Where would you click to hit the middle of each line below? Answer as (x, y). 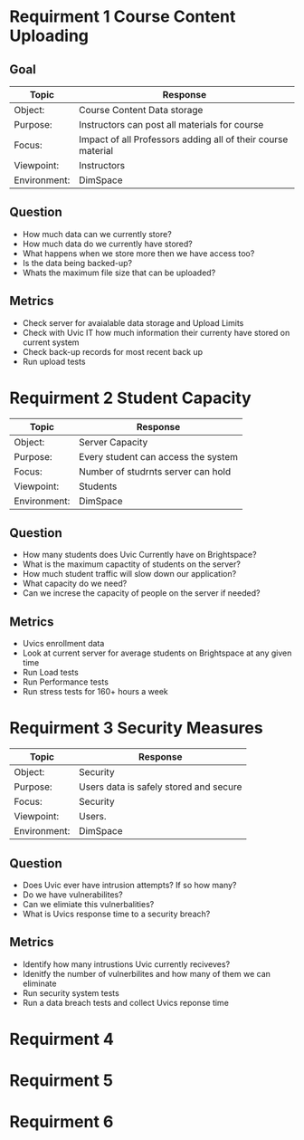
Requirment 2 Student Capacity (130, 398)
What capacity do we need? (75, 584)
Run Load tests (50, 673)
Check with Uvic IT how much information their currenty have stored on (156, 332)
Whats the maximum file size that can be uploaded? (119, 273)
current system (51, 342)
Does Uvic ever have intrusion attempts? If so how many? (129, 885)
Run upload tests (54, 361)
